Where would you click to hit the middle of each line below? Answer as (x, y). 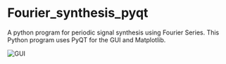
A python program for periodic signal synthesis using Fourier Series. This (113, 32)
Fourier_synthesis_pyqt (78, 13)
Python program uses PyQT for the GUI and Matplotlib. (87, 39)
